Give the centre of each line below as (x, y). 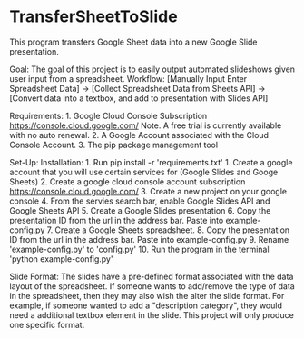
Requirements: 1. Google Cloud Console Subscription (108, 115)
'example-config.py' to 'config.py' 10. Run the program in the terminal (139, 249)
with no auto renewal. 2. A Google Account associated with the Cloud (139, 135)
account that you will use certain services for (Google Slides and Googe (144, 172)
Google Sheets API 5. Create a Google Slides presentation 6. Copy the (140, 210)
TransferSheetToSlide (94, 17)
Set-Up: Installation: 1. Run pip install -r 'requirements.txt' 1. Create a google (151, 162)
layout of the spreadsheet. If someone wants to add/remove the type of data (152, 286)
